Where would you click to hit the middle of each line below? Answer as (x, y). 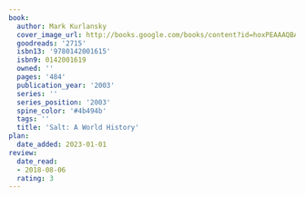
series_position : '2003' (64, 102)
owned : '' (35, 69)
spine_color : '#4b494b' (61, 111)
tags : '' (33, 119)
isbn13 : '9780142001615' (64, 52)
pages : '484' (41, 77)
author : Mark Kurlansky (61, 26)
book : (19, 18)
